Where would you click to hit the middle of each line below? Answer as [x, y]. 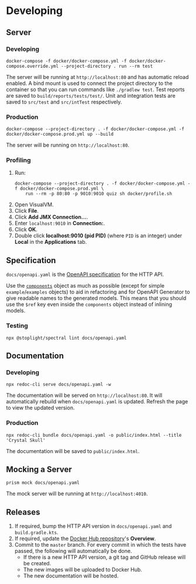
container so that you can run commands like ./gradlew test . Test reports [96, 89]
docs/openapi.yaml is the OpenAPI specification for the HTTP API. [85, 274]
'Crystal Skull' [26, 440]
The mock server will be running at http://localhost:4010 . [77, 494]
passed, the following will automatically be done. [73, 551]
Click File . [27, 211]
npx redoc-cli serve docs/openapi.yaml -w [59, 385]
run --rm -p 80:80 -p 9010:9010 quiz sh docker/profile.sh [99, 194]
